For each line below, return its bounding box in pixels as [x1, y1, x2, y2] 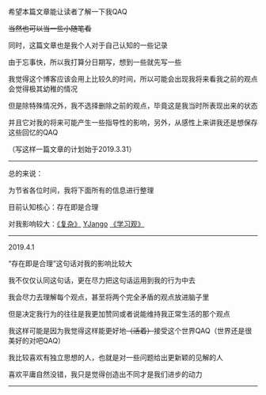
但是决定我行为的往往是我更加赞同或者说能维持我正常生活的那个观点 [8, 310, 230, 318]
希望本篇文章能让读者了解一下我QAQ [8, 7, 128, 16]
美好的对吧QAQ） [8, 336, 66, 345]
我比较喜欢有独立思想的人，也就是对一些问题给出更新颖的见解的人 [8, 353, 223, 362]
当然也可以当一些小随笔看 [8, 24, 92, 33]
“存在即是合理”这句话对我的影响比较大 [8, 259, 133, 268]
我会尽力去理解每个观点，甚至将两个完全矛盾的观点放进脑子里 [8, 292, 210, 302]
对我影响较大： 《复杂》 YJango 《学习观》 [8, 219, 145, 228]
